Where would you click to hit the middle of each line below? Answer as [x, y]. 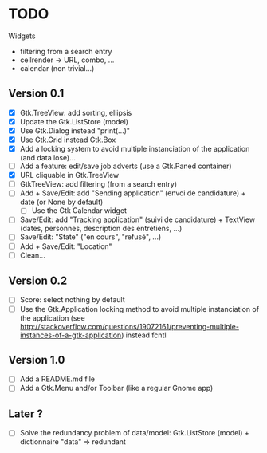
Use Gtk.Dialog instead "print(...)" [75, 130]
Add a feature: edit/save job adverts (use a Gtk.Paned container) [126, 166]
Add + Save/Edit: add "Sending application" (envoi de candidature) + [133, 193]
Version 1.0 [37, 360]
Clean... [32, 255]
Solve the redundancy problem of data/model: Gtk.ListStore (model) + [134, 433]
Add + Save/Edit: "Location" [66, 246]
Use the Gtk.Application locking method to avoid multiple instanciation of [139, 309]
